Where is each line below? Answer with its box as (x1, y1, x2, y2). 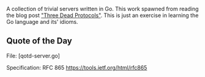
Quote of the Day (6, 36, 72, 46)
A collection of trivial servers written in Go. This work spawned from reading (6, 5, 199, 12)
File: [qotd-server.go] (6, 52, 60, 59)
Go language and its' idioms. (6, 18, 78, 25)
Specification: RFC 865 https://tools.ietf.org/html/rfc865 (6, 64, 147, 71)
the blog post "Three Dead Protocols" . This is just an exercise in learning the (6, 12, 199, 19)
